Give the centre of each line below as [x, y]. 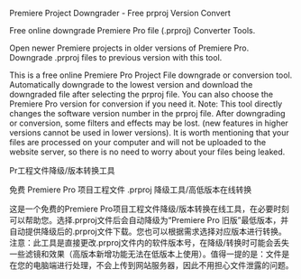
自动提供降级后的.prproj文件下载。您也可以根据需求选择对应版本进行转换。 [148, 231]
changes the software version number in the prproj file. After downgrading [147, 113]
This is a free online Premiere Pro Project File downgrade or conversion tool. [151, 75]
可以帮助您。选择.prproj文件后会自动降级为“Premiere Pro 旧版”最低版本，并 [149, 220]
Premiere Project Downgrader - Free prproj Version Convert [120, 13]
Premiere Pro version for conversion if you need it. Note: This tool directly [146, 104]
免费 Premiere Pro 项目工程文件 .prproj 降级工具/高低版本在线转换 [131, 190]
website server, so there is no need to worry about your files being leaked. [147, 152]
